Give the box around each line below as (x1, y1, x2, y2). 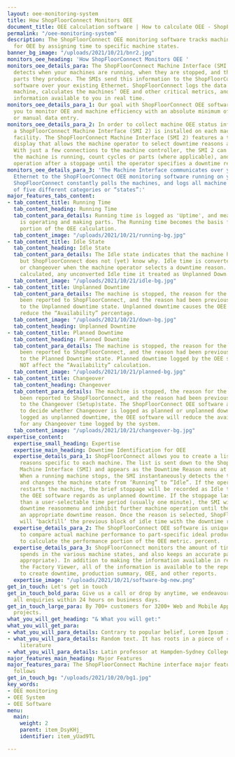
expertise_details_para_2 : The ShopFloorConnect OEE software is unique (13, 525, 230, 532)
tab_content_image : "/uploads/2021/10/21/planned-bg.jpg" (13, 368, 187, 375)
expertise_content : (7, 433, 64, 440)
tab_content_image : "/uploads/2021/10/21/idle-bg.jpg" (13, 277, 177, 284)
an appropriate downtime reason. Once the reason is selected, (20, 512, 208, 519)
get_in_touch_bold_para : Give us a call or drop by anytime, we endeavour (7, 590, 230, 597)
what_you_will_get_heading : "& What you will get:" (7, 616, 161, 623)
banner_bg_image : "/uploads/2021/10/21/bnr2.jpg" (7, 50, 155, 57)
